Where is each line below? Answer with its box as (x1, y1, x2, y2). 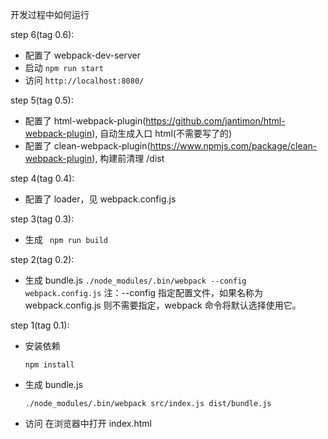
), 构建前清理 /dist (91, 153, 165, 164)
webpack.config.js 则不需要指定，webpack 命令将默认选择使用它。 (24, 299, 302, 311)
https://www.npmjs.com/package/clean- (149, 140, 318, 152)
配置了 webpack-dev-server (24, 49, 142, 61)
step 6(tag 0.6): (10, 29, 75, 40)
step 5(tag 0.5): (10, 94, 74, 106)
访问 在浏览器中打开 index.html (24, 418, 152, 429)
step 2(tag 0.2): (10, 254, 75, 265)
